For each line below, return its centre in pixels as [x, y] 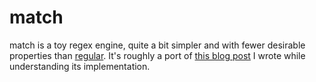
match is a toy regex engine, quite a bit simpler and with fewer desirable [157, 45]
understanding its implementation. [80, 66]
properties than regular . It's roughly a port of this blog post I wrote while [157, 55]
